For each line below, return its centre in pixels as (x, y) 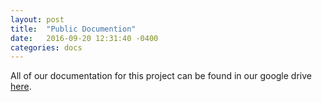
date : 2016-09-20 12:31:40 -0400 (84, 38)
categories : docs (46, 47)
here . (21, 87)
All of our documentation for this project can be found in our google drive (161, 76)
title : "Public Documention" (73, 29)
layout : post (37, 19)
